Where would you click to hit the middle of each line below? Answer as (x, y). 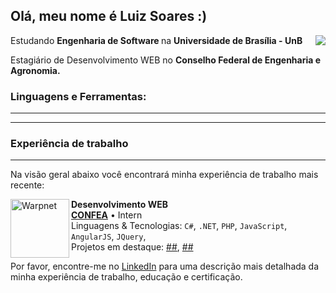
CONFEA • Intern (107, 215)
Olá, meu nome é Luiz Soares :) (109, 16)
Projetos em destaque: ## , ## (132, 247)
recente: (27, 185)
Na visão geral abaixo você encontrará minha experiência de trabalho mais (164, 175)
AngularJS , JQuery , (109, 236)
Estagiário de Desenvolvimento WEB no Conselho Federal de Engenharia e (166, 60)
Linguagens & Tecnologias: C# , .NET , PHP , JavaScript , (179, 226)
